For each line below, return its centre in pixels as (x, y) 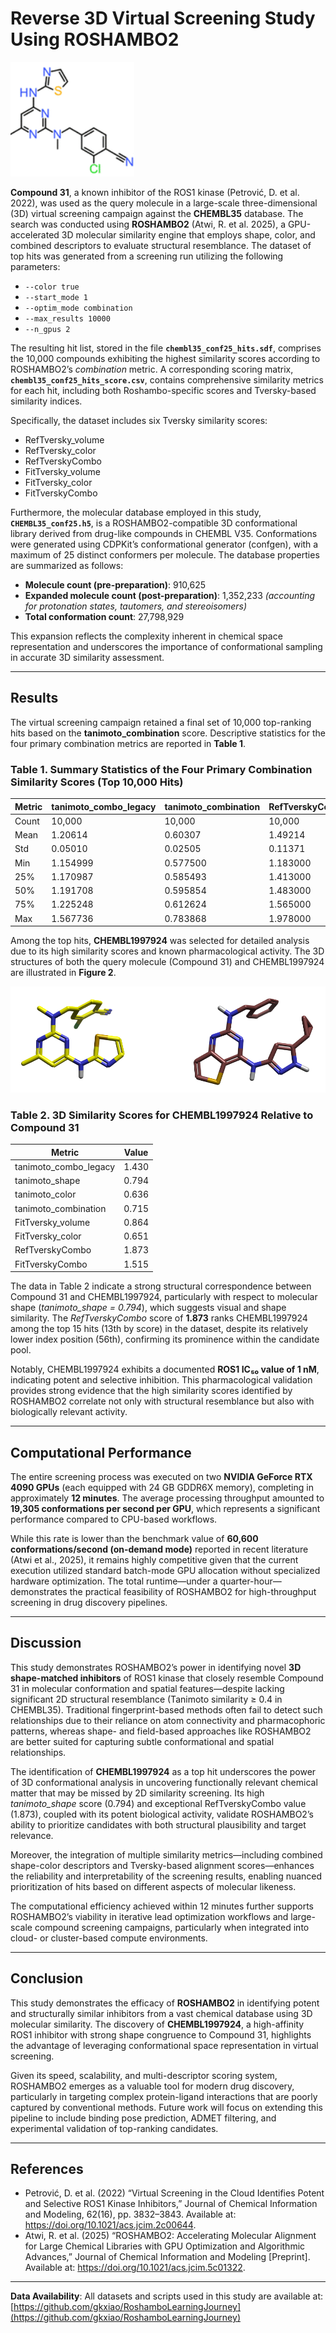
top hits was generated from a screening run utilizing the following (147, 256)
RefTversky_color (60, 450)
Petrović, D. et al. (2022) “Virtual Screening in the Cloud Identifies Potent (174, 2193)
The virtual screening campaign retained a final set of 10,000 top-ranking (161, 722)
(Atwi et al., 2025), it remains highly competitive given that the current (154, 1560)
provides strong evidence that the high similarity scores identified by (151, 1391)
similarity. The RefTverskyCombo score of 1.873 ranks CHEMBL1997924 (159, 1318)
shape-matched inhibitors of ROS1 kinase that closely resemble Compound (167, 1678)
